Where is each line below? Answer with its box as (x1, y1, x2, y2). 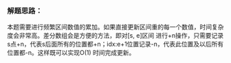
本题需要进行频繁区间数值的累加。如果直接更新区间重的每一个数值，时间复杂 (7, 23, 224, 32)
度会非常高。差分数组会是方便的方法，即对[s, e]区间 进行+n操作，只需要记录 (7, 32, 224, 40)
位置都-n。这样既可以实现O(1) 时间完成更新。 (7, 49, 135, 57)
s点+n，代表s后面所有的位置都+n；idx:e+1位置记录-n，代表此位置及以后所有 (7, 40, 224, 49)
